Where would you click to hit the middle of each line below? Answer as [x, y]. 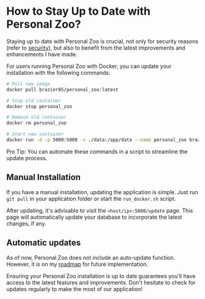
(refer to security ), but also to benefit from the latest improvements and [96, 48]
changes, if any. [27, 223]
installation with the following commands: [59, 72]
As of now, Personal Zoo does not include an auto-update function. [91, 257]
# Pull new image [28, 84]
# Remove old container [37, 118]
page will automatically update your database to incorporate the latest [94, 217]
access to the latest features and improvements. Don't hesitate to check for [101, 282]
